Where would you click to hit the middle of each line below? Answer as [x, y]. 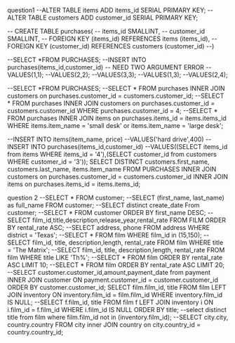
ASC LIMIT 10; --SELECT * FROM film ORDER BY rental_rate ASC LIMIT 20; [116, 265]
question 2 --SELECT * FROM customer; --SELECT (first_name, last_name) [116, 198]
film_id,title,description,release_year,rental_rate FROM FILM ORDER [129, 220]
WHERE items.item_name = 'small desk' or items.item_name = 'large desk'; [115, 125]
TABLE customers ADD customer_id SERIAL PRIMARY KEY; [113, 18]
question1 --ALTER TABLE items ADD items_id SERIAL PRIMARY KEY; [107, 10]
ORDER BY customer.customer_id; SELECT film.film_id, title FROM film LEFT [117, 287]
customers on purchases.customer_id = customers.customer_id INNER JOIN [118, 176]
